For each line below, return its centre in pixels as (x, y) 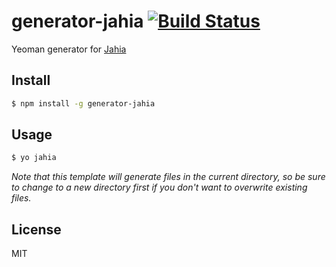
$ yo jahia (34, 158)
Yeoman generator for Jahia (69, 49)
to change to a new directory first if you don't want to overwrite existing (159, 187)
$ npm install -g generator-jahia (83, 103)
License (36, 229)
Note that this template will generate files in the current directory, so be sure (168, 177)
